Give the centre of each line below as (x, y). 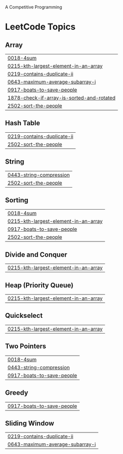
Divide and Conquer (36, 254)
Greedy (17, 393)
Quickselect (24, 316)
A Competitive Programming (34, 7)
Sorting (17, 200)
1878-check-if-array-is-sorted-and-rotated (61, 98)
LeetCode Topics (40, 27)
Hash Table (23, 123)
